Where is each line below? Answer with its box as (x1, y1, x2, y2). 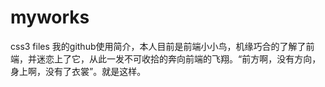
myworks (10, 6, 90, 29)
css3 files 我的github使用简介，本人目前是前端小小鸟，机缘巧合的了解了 (10, 40, 307, 52)
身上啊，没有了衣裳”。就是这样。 (10, 65, 147, 77)
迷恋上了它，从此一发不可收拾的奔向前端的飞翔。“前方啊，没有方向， (36, 52, 322, 65)
